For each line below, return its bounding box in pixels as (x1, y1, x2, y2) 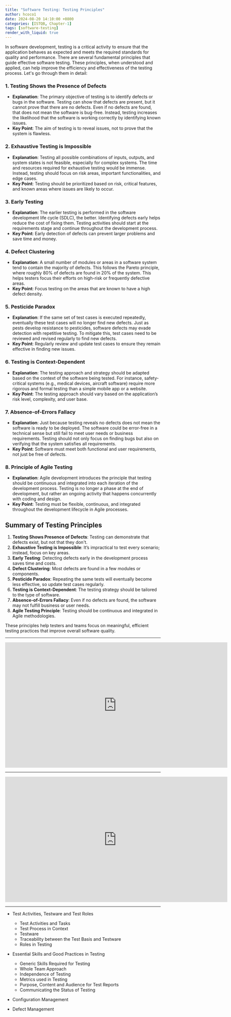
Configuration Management (12, 997, 69, 1003)
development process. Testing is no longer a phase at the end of (12, 485, 144, 491)
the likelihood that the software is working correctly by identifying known (12, 115, 161, 121)
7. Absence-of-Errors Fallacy (5, 408, 76, 415)
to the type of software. (12, 592, 61, 598)
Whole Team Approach (19, 966, 67, 972)
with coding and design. (12, 496, 62, 502)
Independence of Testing (19, 971, 71, 977)
